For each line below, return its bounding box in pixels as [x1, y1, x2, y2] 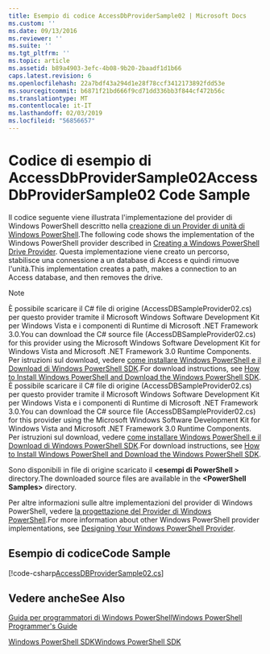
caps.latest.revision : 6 [8, 72, 92, 80]
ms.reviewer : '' [8, 34, 63, 43]
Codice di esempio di [8, 152, 152, 170]
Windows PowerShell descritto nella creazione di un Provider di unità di [8, 221, 246, 231]
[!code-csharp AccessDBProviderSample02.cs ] [8, 568, 164, 577]
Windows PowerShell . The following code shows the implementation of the [8, 229, 255, 239]
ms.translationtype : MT [8, 94, 89, 102]
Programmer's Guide [8, 622, 78, 631]
